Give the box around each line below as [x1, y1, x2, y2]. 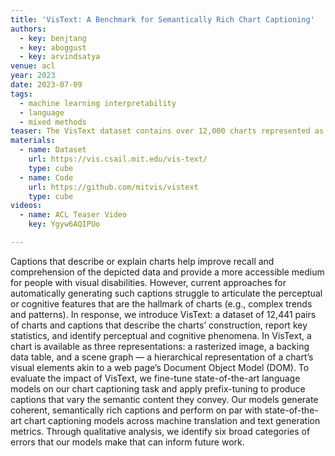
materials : [10, 136, 56, 146]
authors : [10, 24, 47, 34]
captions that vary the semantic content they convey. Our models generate [10, 393, 319, 405]
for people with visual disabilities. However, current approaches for [10, 276, 287, 288]
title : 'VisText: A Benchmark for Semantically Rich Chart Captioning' [10, 14, 315, 25]
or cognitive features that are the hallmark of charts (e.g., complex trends [10, 297, 313, 310]
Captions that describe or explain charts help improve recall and [10, 255, 275, 267]
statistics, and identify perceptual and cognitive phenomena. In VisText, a [10, 329, 312, 341]
